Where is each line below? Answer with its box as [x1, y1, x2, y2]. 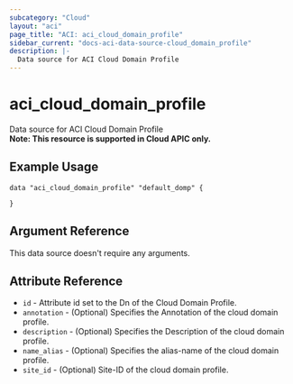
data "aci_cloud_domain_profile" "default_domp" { [9, 183, 204, 192]
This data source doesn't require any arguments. [9, 247, 191, 258]
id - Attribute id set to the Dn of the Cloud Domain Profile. [22, 297, 237, 308]
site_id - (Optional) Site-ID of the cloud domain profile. [22, 364, 229, 375]
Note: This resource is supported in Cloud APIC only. [9, 133, 212, 144]
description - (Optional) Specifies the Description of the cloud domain [22, 326, 285, 337]
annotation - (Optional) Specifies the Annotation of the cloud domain [22, 307, 279, 318]
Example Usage [9, 160, 99, 175]
